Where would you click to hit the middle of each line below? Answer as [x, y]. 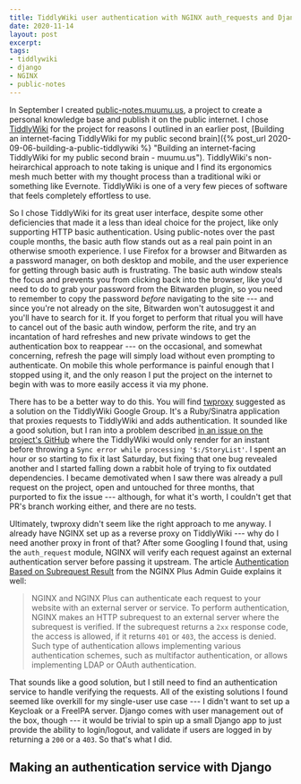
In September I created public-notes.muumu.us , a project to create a [136, 109]
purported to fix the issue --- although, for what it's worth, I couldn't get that [150, 496]
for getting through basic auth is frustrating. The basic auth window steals [146, 270]
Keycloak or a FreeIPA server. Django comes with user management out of [146, 711]
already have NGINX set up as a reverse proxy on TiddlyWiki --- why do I [144, 533]
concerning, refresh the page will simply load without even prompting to [142, 356]
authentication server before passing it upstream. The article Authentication [149, 562]
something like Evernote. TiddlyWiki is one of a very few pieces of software [149, 185]
